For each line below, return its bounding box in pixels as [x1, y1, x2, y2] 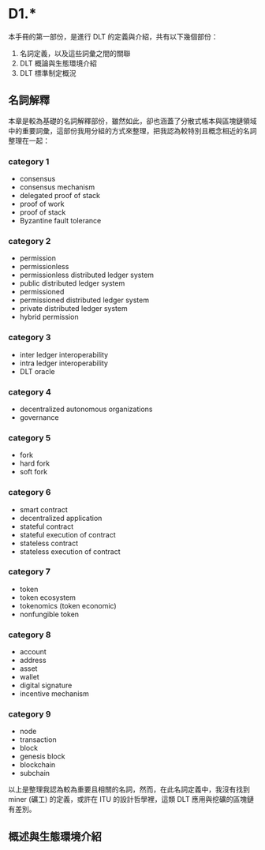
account [19, 647, 47, 657]
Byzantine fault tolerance [19, 216, 102, 226]
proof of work [19, 199, 65, 209]
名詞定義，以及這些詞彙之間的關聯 [19, 48, 131, 58]
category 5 [8, 432, 51, 443]
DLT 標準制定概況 [19, 68, 77, 77]
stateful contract [19, 522, 74, 531]
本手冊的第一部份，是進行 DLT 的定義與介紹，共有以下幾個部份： [8, 32, 218, 41]
